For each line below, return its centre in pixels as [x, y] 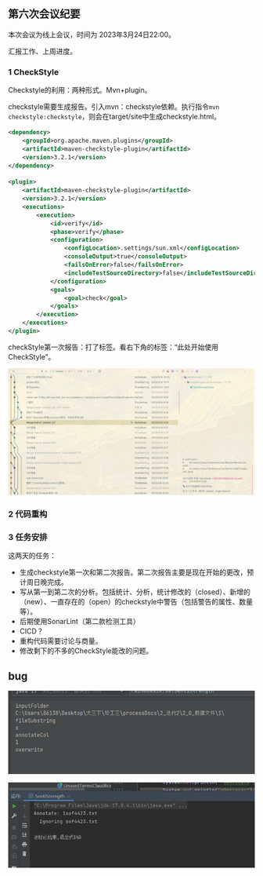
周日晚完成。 [47, 582]
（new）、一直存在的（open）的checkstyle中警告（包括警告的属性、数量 [136, 602]
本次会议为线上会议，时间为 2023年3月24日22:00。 [92, 35]
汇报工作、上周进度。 [42, 51]
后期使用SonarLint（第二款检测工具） [79, 622]
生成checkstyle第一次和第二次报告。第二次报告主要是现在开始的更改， [133, 572]
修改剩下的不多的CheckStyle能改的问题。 [86, 651]
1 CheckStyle [34, 71]
